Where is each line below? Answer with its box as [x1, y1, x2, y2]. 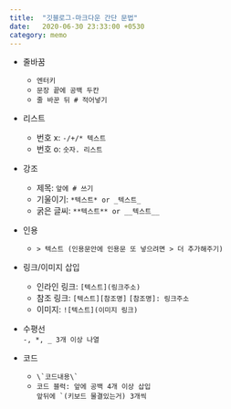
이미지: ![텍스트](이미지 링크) [36, 304, 139, 315]
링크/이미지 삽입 [22, 262, 80, 273]
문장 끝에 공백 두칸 [36, 86, 100, 96]
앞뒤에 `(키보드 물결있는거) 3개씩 [36, 392, 147, 402]
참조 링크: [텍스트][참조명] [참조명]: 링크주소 [36, 293, 190, 304]
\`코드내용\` [36, 372, 79, 382]
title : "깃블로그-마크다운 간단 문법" [9, 13, 139, 23]
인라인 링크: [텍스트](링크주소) [36, 281, 142, 292]
